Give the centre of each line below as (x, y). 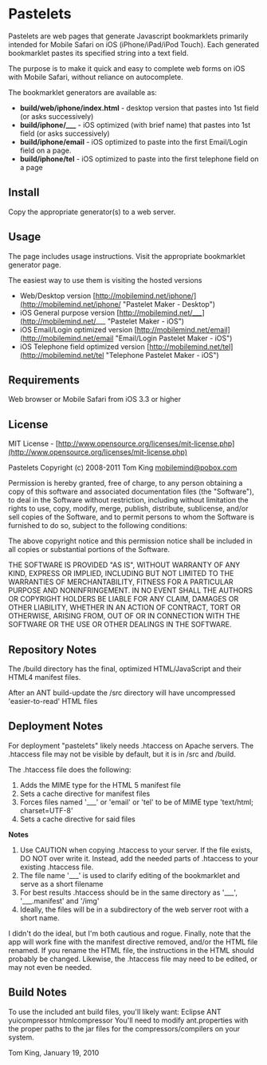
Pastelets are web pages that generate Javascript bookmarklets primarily (128, 36)
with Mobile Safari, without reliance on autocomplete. (96, 77)
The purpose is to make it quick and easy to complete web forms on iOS (127, 68)
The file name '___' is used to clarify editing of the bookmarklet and (130, 875)
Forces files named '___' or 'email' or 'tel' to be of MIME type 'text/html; (136, 802)
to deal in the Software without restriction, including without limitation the (128, 500)
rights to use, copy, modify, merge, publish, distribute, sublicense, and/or (128, 509)
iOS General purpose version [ (69, 312)
